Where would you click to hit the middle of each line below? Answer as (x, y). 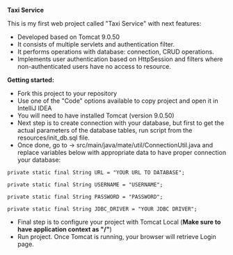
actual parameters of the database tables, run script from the (105, 130)
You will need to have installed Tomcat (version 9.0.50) (96, 115)
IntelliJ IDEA (34, 108)
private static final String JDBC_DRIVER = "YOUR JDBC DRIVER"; (102, 209)
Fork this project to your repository (67, 93)
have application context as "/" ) (65, 229)
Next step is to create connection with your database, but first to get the (121, 123)
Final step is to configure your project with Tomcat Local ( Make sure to (119, 222)
